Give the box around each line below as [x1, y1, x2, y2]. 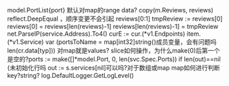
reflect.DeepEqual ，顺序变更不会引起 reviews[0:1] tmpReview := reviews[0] [7, 14, 223, 23]
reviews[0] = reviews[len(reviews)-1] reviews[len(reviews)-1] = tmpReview [7, 23, 219, 30]
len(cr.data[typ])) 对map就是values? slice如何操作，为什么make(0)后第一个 [7, 47, 221, 54]
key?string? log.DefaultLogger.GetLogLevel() [7, 72, 135, 79]
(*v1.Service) [7, 38, 44, 46]
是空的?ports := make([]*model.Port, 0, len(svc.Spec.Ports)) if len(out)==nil [7, 55, 221, 63]
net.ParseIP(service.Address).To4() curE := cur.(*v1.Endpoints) [7, 30, 186, 38]
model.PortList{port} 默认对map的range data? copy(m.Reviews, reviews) [7, 6, 214, 14]
